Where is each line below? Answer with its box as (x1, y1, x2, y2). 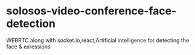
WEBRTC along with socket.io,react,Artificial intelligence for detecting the (6, 36, 190, 44)
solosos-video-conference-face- (6, 4, 177, 18)
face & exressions (6, 43, 51, 50)
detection (6, 17, 56, 30)
